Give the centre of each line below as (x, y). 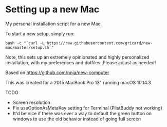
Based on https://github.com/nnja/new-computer (57, 72)
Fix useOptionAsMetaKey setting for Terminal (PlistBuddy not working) (88, 108)
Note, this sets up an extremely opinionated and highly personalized (77, 57)
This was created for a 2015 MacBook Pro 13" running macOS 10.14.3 (78, 82)
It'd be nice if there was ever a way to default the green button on (82, 113)
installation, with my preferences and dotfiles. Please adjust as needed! (81, 62)
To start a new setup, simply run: (40, 33)
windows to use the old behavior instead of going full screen (77, 119)
